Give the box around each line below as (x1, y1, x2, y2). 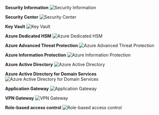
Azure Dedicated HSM (5, 33, 52, 39)
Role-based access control (5, 105, 62, 110)
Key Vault (5, 23, 26, 29)
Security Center (5, 14, 38, 20)
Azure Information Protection (5, 52, 66, 58)
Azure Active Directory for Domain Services (5, 71, 97, 77)
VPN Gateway (5, 95, 34, 101)
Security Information (5, 5, 49, 10)
